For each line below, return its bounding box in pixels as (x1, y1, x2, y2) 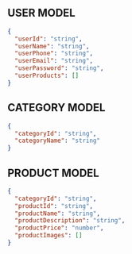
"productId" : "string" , (14, 202, 93, 210)
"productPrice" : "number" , (14, 224, 104, 233)
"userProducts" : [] (14, 71, 80, 80)
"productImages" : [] (14, 232, 83, 240)
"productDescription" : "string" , (14, 217, 126, 225)
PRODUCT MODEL (7, 166, 100, 179)
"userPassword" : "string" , (14, 64, 104, 72)
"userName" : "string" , (14, 42, 90, 50)
